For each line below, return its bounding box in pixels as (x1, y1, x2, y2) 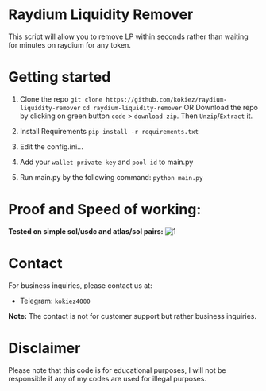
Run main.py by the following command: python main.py (19, 172, 203, 182)
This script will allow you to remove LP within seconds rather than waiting (8, 32, 249, 41)
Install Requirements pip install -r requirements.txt (19, 126, 199, 136)
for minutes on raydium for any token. (8, 40, 131, 49)
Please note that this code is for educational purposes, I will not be (8, 365, 226, 374)
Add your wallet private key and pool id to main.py (19, 157, 194, 167)
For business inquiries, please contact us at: (8, 280, 152, 290)
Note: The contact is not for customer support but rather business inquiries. (8, 311, 256, 320)
